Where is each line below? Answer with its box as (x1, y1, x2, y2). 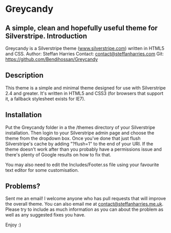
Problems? (5, 182, 40, 191)
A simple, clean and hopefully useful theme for (5, 24, 158, 32)
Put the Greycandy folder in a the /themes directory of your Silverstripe (5, 124, 155, 130)
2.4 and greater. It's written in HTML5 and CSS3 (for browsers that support (5, 90, 164, 96)
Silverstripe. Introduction (5, 31, 88, 40)
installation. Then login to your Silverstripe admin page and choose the (5, 130, 155, 136)
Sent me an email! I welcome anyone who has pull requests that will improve (5, 195, 166, 202)
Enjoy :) (5, 222, 22, 228)
